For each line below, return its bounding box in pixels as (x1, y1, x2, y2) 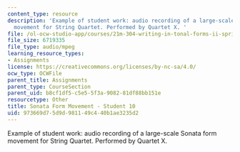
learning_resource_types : (7, 50, 84, 58)
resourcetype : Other (7, 97, 69, 104)
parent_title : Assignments (7, 76, 88, 84)
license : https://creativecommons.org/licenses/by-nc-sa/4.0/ (7, 63, 196, 70)
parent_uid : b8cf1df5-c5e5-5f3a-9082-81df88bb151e (7, 89, 161, 97)
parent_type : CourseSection (7, 83, 91, 90)
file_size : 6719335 (7, 37, 66, 44)
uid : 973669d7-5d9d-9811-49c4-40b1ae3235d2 (7, 109, 139, 116)
